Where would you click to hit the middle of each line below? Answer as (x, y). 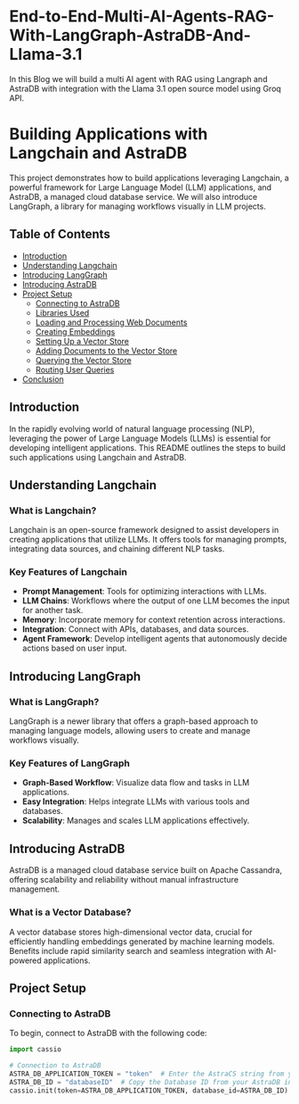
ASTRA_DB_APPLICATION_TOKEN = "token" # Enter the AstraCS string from (147, 1074)
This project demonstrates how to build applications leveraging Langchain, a (149, 178)
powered (25, 960)
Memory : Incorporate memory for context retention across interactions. (154, 620)
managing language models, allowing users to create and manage (130, 731)
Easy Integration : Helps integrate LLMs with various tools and (136, 801)
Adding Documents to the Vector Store (106, 351)
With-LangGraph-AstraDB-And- (130, 35)
